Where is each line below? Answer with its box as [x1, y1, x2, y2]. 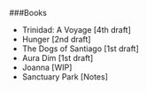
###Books [9, 8, 47, 18]
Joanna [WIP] [21, 62, 73, 72]
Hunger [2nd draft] [21, 34, 91, 44]
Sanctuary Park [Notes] [21, 72, 108, 82]
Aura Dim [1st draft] [21, 53, 94, 63]
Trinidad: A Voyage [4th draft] [21, 25, 131, 34]
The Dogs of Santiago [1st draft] [21, 43, 139, 54]
